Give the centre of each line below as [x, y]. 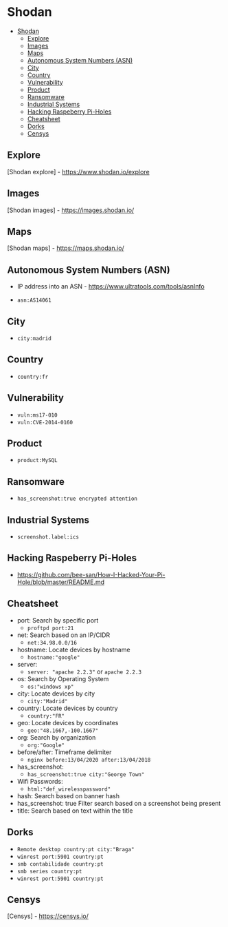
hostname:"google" [54, 657]
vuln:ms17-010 [37, 415]
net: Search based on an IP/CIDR [64, 635]
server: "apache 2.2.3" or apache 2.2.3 [84, 671]
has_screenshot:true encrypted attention [77, 499]
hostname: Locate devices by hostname [73, 649]
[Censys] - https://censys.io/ [48, 916]
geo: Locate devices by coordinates [68, 722]
